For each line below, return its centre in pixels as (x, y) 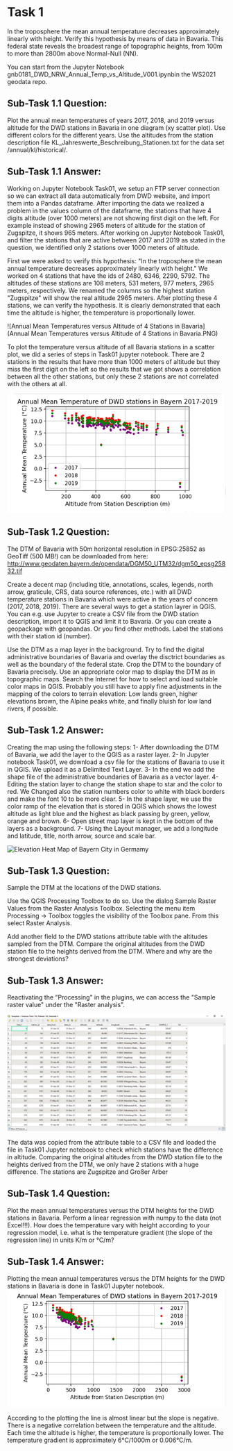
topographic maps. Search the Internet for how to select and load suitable (113, 679)
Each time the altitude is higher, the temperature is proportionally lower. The (115, 1432)
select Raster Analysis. (40, 923)
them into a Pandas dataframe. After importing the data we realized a (106, 203)
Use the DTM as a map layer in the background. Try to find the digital (106, 649)
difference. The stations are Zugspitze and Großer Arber (88, 1172)
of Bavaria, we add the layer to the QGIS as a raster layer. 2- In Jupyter (108, 754)
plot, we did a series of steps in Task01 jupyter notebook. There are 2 (106, 354)
